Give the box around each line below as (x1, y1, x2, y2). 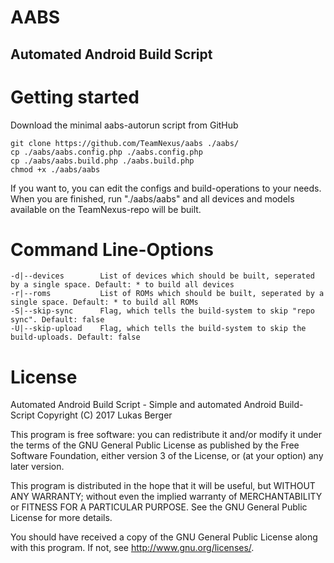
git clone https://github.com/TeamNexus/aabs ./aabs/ (10, 138, 240, 148)
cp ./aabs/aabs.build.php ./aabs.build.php (10, 156, 195, 166)
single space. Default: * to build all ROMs (10, 297, 199, 308)
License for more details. (10, 512, 113, 524)
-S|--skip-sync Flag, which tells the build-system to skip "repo (10, 306, 315, 316)
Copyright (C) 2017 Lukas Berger (36, 409, 173, 421)
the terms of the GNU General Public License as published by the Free (10, 439, 300, 451)
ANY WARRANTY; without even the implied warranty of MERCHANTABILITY (10, 491, 323, 503)
